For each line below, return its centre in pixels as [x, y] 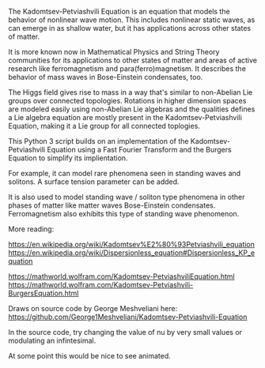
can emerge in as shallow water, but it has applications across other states [130, 28]
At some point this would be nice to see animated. [90, 356]
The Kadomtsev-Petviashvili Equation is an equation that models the [119, 11]
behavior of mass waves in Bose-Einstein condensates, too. [106, 77]
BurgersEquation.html [44, 293]
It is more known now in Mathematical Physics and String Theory [114, 52]
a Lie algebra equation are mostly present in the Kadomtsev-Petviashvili [125, 117]
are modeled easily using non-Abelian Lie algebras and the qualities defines [132, 109]
